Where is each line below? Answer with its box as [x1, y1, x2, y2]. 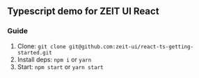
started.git [17, 49, 52, 56]
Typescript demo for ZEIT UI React [7, 6, 159, 17]
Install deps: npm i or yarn [17, 55, 92, 64]
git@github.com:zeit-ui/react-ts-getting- [68, 43, 194, 50]
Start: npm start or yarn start [17, 62, 104, 71]
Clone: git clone [17, 41, 66, 50]
